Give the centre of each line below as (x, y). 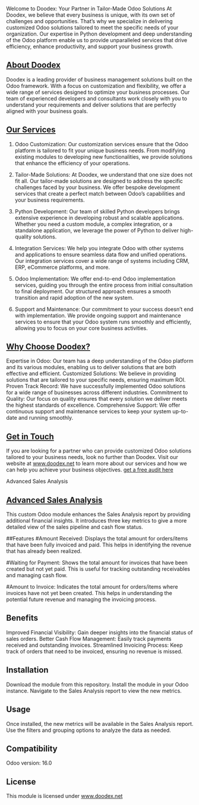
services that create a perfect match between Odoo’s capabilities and (100, 193)
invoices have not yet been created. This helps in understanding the (89, 593)
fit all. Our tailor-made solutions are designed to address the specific (99, 181)
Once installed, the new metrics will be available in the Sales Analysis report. (100, 724)
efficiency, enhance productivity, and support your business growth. (90, 46)
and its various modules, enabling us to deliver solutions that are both (91, 367)
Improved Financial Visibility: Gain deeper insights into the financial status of (99, 632)
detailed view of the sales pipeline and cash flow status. (75, 527)
